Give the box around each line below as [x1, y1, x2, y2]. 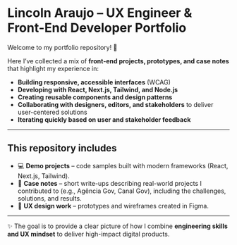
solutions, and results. [17, 194, 83, 202]
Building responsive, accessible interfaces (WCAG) [17, 77, 171, 86]
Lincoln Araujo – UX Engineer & [7, 5, 193, 21]
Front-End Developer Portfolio [7, 20, 187, 36]
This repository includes [7, 142, 117, 154]
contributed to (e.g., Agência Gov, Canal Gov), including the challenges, [17, 187, 226, 195]
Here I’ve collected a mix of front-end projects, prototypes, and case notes [7, 56, 229, 65]
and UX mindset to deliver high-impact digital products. [7, 230, 170, 238]
